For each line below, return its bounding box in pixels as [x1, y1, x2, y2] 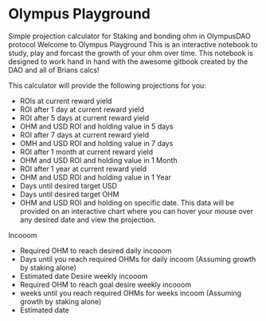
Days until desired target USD [19, 180, 118, 190]
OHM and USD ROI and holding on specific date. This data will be [19, 197, 235, 208]
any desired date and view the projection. [19, 215, 157, 224]
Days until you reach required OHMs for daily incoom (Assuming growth [19, 254, 256, 264]
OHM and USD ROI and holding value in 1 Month [19, 155, 178, 164]
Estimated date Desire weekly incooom [19, 271, 148, 280]
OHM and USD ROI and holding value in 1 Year [19, 172, 171, 182]
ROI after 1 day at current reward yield [19, 105, 145, 114]
